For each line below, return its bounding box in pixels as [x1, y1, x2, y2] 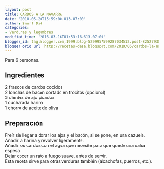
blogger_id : [5, 39, 29, 44]
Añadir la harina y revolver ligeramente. [5, 138, 84, 144]
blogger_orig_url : [5, 44, 42, 48]
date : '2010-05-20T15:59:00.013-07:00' [5, 16, 86, 21]
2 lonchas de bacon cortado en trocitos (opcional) [5, 89, 106, 96]
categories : [5, 25, 29, 30]
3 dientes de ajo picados [5, 95, 55, 100]
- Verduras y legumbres [5, 30, 54, 35]
